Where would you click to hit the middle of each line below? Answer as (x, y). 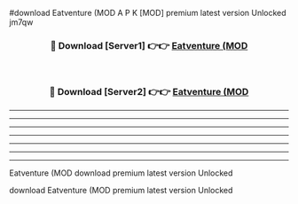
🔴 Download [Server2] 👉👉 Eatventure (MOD (149, 92)
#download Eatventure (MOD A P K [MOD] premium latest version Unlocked (148, 13)
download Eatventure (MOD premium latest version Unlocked (121, 190)
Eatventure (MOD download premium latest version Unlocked (121, 173)
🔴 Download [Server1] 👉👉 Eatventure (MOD (149, 45)
